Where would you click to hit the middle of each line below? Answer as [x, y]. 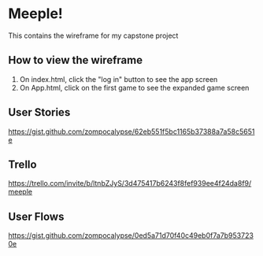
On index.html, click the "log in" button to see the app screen [119, 79]
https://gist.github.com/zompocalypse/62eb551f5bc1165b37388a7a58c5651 [131, 132]
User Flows [36, 216]
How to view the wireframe [76, 60]
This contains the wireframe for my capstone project [93, 35]
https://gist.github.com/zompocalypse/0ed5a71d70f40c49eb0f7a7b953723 [131, 236]
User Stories [39, 112]
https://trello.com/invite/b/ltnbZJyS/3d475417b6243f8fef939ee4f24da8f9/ [130, 184]
